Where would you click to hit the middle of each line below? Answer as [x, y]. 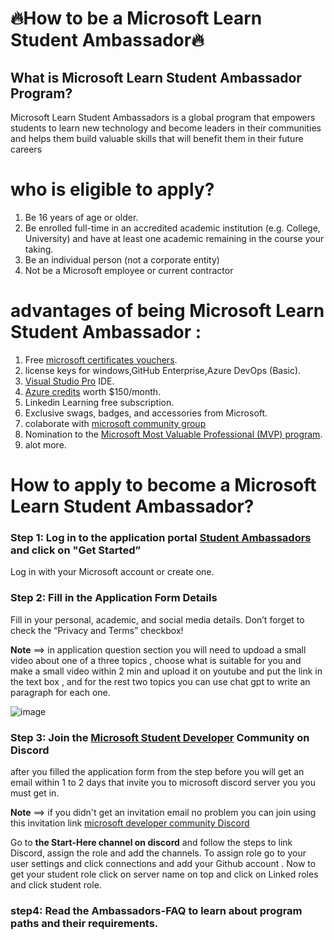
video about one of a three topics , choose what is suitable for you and [156, 660]
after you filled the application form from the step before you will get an [157, 771]
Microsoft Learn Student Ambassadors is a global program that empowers [163, 117]
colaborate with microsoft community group [115, 423]
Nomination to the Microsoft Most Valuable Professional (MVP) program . [173, 434]
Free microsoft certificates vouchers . [101, 359]
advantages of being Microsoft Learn [167, 311]
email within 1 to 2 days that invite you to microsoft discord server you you [163, 782]
